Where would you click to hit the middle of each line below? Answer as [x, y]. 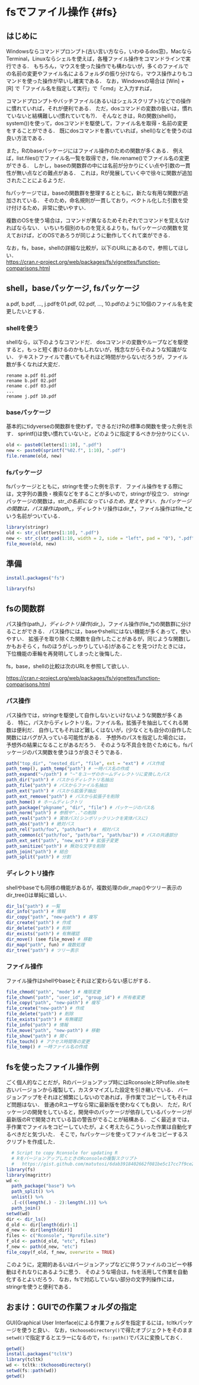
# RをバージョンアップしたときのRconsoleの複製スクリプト [75, 1159]
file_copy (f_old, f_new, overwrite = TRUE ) [61, 1252]
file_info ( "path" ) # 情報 [37, 1025]
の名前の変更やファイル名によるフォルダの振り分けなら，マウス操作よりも [97, 74]
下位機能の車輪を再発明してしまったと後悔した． [66, 654]
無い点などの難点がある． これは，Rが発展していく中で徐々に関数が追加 [104, 173]
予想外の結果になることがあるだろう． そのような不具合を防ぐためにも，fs [97, 745]
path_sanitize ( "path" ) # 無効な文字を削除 [56, 846]
